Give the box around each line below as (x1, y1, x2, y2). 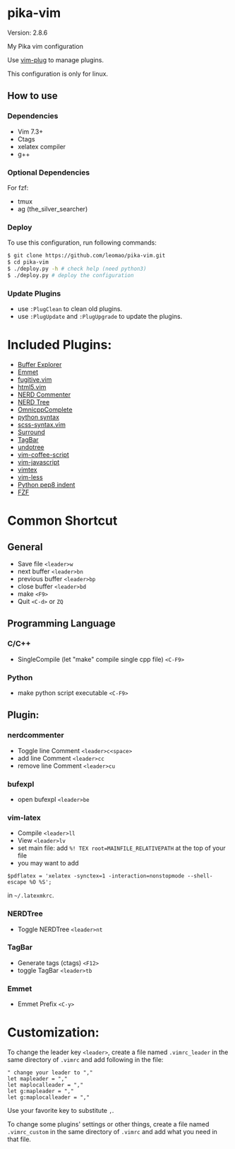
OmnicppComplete (17, 405, 73, 414)
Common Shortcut (7, 513, 118, 529)
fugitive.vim (17, 375, 52, 383)
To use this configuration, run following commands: (7, 238, 157, 247)
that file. (7, 1135, 32, 1143)
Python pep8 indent (17, 480, 76, 489)
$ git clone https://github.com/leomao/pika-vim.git (7, 252, 166, 259)
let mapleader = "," (7, 1075, 68, 1083)
